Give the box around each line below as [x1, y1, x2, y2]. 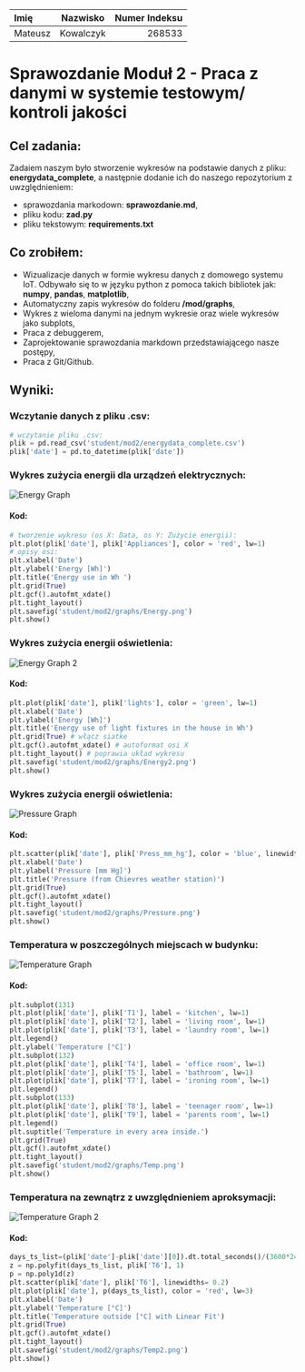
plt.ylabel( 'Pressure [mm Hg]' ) [9, 866, 132, 875]
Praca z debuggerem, [22, 327, 104, 338]
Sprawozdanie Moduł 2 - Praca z [9, 64, 259, 85]
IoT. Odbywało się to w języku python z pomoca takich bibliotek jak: [22, 278, 277, 289]
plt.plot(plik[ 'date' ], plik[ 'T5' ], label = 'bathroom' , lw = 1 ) [9, 1068, 254, 1077]
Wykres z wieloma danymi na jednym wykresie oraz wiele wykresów [22, 308, 280, 318]
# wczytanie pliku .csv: [9, 430, 103, 439]
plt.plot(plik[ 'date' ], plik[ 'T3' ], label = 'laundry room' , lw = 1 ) [9, 1025, 271, 1035]
